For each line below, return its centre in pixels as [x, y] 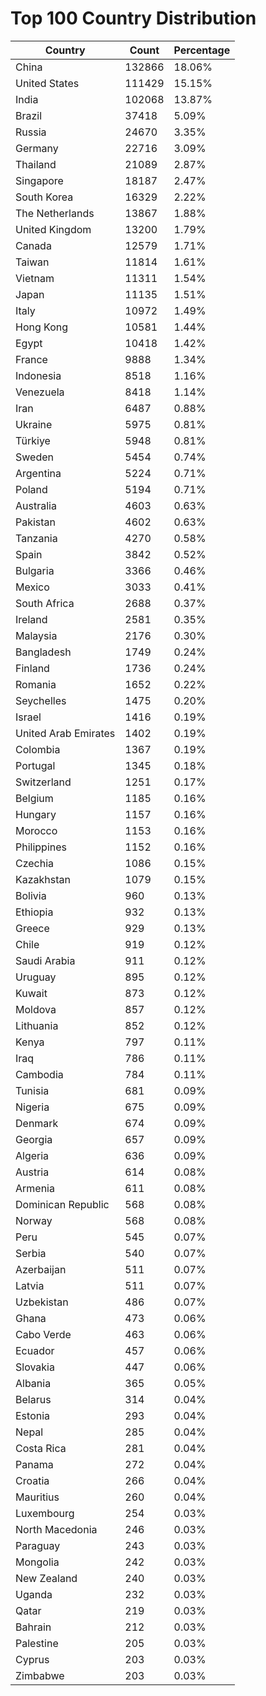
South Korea [44, 197]
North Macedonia [56, 1529]
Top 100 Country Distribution [133, 18]
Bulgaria [35, 570]
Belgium [34, 798]
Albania [33, 1383]
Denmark [37, 1123]
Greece [32, 928]
